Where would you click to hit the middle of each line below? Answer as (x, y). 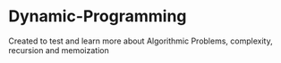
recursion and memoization (59, 50)
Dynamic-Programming (98, 16)
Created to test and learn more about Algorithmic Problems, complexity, (141, 41)
